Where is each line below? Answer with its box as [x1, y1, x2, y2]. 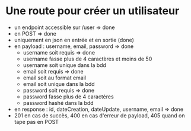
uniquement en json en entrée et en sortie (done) [14, 36, 135, 43]
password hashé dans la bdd [23, 99, 94, 106]
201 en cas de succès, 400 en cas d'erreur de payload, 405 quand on [14, 111, 185, 119]
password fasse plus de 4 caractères [23, 93, 114, 100]
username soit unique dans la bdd [23, 61, 106, 69]
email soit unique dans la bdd [23, 80, 95, 87]
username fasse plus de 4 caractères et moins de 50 [23, 55, 152, 62]
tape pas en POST [14, 118, 59, 125]
